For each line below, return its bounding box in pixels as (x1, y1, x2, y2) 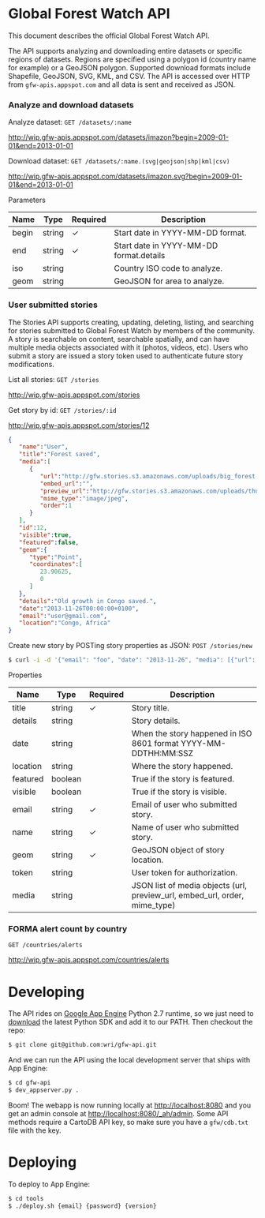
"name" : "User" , (18, 443, 69, 451)
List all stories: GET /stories (8, 374, 100, 384)
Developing (8, 983, 85, 1001)
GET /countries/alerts (8, 941, 83, 950)
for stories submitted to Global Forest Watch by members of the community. (8, 325, 255, 335)
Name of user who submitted (131, 822, 239, 833)
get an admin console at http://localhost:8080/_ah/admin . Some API (8, 1108, 229, 1118)
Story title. (131, 703, 170, 714)
